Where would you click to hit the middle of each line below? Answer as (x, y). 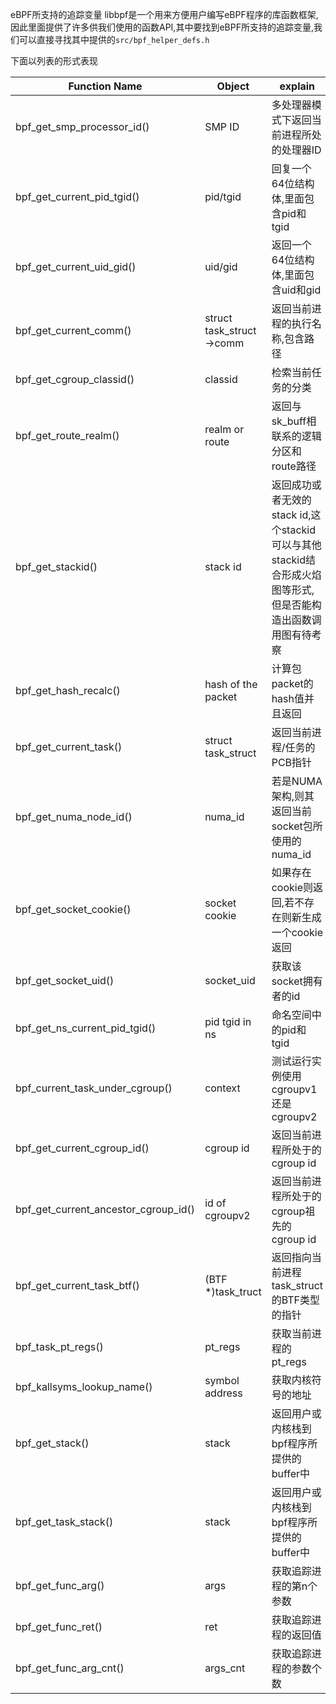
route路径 (294, 466)
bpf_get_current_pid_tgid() (77, 196)
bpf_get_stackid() (56, 566)
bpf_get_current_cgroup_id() (82, 1148)
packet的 (292, 683)
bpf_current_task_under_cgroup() (94, 1088)
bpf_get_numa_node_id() (74, 816)
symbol (222, 1380)
